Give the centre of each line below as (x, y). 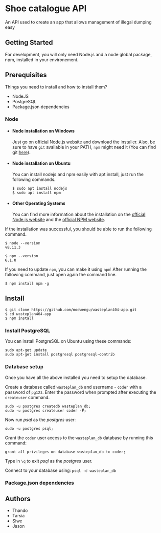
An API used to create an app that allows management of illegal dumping (78, 22)
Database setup (24, 367)
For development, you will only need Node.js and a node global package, (79, 54)
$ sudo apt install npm (36, 193)
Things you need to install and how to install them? (56, 87)
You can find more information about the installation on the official (79, 214)
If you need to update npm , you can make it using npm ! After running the (76, 269)
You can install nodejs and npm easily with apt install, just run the (78, 174)
